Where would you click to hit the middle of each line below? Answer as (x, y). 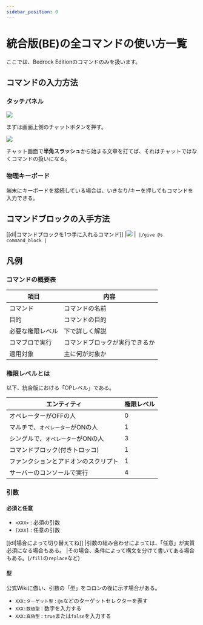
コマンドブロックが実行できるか (109, 343)
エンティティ (64, 405)
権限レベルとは (28, 373)
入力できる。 (22, 198)
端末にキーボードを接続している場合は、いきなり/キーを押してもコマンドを (100, 190)
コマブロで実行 (31, 343)
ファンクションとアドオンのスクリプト (64, 461)
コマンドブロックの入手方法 (58, 219)
